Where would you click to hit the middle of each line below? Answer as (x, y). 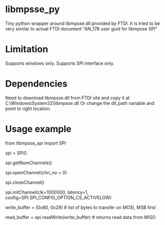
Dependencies (36, 84)
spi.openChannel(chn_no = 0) (36, 172)
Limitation (27, 49)
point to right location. (28, 108)
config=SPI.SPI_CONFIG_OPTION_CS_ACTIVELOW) (59, 197)
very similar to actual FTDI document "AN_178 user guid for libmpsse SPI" (81, 28)
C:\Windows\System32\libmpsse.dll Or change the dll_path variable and (80, 103)
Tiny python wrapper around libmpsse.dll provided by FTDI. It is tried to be (83, 23)
